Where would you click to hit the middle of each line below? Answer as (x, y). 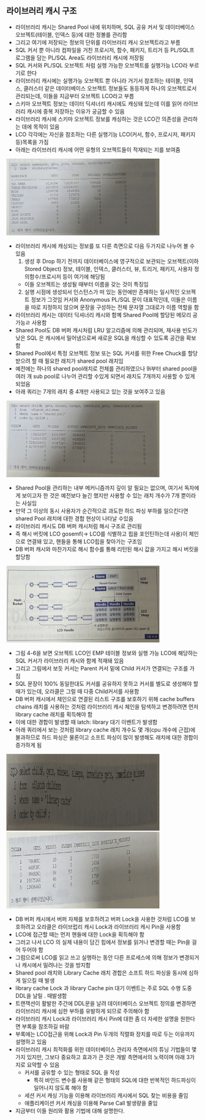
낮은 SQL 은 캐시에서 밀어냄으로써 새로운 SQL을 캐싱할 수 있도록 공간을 (100, 338)
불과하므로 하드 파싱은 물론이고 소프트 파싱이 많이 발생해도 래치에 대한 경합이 (107, 737)
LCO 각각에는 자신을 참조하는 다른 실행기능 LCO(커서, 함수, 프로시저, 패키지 (105, 134)
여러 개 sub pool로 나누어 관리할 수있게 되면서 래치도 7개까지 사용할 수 (99, 376)
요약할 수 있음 (43, 1064)
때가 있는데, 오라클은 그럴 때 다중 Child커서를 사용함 (77, 691)
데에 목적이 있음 (41, 126)
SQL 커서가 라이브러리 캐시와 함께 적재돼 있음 (69, 661)
